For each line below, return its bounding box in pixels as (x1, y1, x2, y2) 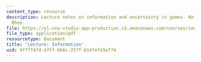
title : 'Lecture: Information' (6, 42, 84, 48)
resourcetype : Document (6, 36, 66, 42)
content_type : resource (6, 8, 66, 15)
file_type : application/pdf (6, 31, 77, 37)
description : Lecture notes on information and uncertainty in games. (6, 14, 186, 20)
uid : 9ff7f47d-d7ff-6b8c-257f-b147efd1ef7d (6, 47, 117, 53)
